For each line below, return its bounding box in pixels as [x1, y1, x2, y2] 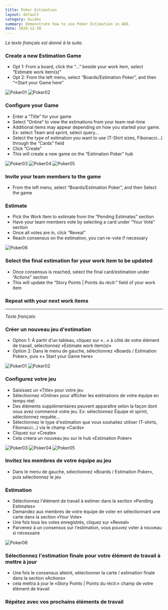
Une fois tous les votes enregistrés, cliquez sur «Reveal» [12, 519, 129, 525]
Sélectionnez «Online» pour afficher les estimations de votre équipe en [12, 392, 159, 398]
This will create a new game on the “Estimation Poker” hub [12, 151, 133, 157]
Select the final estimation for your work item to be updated [5, 257, 153, 264]
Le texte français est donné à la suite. [5, 40, 83, 46]
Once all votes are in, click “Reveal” [12, 229, 86, 236]
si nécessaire [12, 530, 40, 536]
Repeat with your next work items [5, 297, 88, 304]
